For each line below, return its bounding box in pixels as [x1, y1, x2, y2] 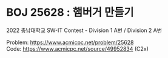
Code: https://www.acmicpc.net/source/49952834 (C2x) [6, 45, 149, 52]
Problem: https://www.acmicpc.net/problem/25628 [6, 39, 134, 46]
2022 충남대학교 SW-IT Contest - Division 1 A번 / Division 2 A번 [6, 27, 163, 34]
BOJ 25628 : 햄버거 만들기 [6, 5, 135, 19]
